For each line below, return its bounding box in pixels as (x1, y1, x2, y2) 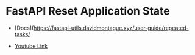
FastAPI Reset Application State (5, 4, 170, 18)
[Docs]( (14, 24, 34, 31)
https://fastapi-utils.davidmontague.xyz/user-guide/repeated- (34, 24, 190, 31)
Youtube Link (14, 42, 48, 50)
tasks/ (14, 30, 30, 37)
